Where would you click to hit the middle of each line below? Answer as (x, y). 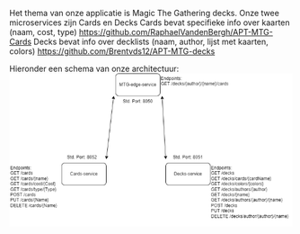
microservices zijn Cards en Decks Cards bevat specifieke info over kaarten (150, 22)
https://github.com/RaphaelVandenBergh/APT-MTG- (176, 32)
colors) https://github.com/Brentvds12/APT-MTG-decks (112, 51)
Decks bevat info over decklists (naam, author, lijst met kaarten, (151, 41)
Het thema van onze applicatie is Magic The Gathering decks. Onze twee (145, 13)
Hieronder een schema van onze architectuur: (94, 68)
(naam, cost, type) (44, 32)
